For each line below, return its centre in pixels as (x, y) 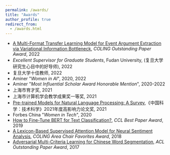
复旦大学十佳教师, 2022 (37, 73)
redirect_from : (21, 24)
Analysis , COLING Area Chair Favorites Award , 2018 (67, 136)
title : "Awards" (22, 15)
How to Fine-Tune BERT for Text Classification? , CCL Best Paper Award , (88, 120)
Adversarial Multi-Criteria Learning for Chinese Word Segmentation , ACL (89, 142)
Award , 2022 (26, 54)
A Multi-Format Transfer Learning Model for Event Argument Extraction (87, 43)
